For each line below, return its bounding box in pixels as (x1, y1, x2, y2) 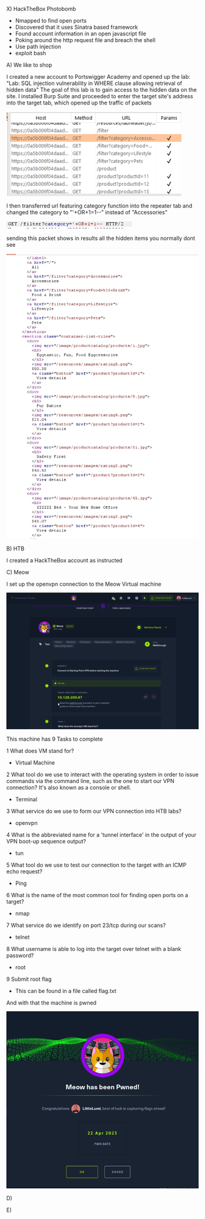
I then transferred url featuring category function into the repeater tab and (6, 202, 192, 209)
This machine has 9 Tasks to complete (6, 735, 103, 743)
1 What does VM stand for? (6, 747, 74, 754)
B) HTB (6, 545, 24, 552)
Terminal (15, 795, 38, 802)
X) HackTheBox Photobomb (6, 5, 76, 12)
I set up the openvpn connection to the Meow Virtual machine (6, 580, 162, 588)
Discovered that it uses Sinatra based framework (15, 24, 138, 31)
